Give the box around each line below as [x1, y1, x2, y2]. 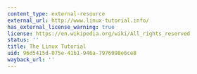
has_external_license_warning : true [7, 23, 115, 30]
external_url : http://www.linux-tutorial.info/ [7, 17, 150, 24]
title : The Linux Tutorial [7, 43, 87, 50]
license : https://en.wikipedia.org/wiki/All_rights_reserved [7, 30, 191, 37]
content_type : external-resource [7, 10, 106, 18]
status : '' [7, 37, 39, 44]
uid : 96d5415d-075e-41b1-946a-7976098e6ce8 [7, 50, 137, 57]
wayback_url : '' [7, 56, 55, 63]
